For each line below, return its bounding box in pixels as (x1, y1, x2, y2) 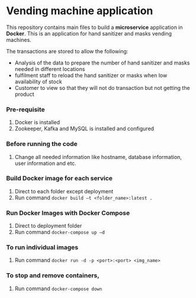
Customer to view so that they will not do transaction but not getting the (14, 84, 191, 91)
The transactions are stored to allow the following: (6, 47, 128, 54)
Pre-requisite (6, 105, 46, 114)
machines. (6, 36, 31, 43)
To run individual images (6, 244, 79, 252)
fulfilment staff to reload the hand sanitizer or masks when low (14, 72, 168, 79)
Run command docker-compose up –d (14, 229, 105, 236)
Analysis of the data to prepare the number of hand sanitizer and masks (14, 59, 190, 66)
